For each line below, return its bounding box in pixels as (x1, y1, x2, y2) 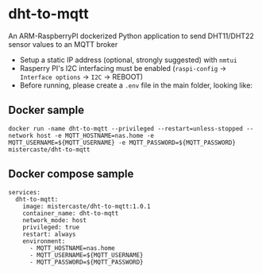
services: (8, 188, 41, 196)
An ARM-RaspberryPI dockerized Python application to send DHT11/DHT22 (8, 31, 254, 41)
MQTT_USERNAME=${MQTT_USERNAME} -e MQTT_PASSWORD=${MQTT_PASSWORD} (8, 139, 237, 147)
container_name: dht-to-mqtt (22, 209, 119, 217)
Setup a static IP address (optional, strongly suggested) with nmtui (19, 55, 237, 65)
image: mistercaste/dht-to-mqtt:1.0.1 (22, 202, 151, 210)
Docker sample (8, 104, 85, 117)
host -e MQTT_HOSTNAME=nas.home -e (37, 131, 155, 139)
